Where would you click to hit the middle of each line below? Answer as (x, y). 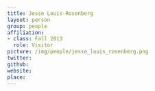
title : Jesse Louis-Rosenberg (50, 13)
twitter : (20, 58)
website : (20, 70)
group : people (27, 26)
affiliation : (26, 32)
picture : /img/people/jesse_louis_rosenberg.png (78, 52)
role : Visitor (33, 45)
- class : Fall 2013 (35, 39)
